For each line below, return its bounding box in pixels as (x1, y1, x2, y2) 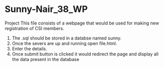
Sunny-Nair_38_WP (5, 3, 88, 15)
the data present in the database (12, 56, 80, 62)
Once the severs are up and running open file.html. (12, 40, 117, 46)
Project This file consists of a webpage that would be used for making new (5, 20, 159, 26)
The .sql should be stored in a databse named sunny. (12, 35, 122, 41)
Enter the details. (12, 45, 47, 51)
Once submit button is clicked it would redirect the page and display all (12, 51, 159, 57)
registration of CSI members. (5, 25, 65, 31)
